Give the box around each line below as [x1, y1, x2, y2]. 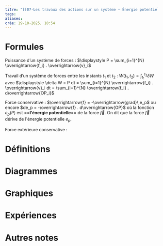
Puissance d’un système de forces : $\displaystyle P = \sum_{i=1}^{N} [5, 58, 145, 63]
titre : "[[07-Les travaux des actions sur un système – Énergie [5, 7, 138, 12]
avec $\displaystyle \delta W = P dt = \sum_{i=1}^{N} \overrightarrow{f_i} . [5, 79, 154, 85]
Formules [5, 42, 44, 52]
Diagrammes [5, 166, 58, 177]
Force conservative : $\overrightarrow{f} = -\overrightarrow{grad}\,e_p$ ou [5, 99, 156, 105]
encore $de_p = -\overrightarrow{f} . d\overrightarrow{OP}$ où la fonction [5, 105, 154, 110]
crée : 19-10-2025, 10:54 [5, 20, 55, 26]
